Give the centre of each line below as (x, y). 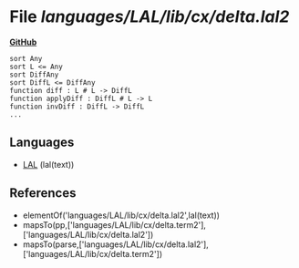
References (43, 193)
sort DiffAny (34, 75)
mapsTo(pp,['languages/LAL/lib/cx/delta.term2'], (114, 224)
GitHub (23, 42)
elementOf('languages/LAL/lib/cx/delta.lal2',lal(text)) (121, 215)
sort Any (26, 58)
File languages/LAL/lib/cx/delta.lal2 (149, 17)
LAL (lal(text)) (48, 164)
